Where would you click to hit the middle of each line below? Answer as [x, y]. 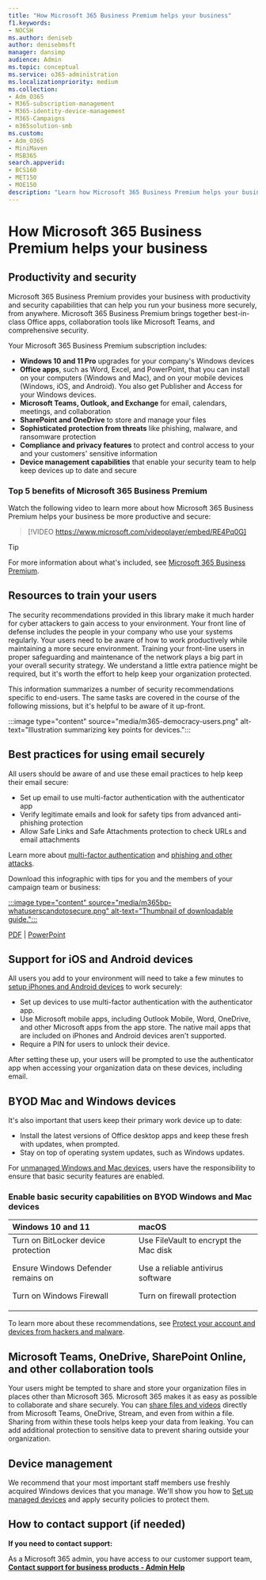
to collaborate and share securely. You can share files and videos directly [128, 1405]
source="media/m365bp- [130, 902]
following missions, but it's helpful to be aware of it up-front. [107, 706]
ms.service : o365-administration [63, 74]
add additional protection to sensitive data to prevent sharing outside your [129, 1430]
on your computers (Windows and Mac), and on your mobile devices [131, 378]
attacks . [21, 863]
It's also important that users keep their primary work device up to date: [125, 1121]
